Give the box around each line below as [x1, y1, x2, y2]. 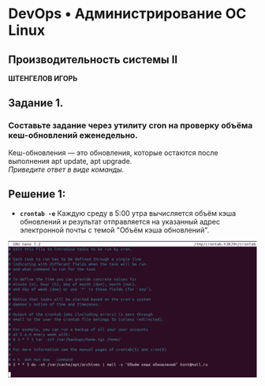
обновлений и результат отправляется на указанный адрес [19, 217, 221, 226]
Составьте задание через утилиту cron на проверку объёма [8, 120, 253, 131]
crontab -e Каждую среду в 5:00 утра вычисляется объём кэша [19, 208, 237, 217]
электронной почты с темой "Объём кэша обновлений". [19, 225, 210, 235]
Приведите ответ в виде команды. [8, 165, 125, 174]
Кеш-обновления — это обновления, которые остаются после [8, 147, 218, 158]
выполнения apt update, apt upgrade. [8, 156, 132, 165]
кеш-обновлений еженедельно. [8, 130, 138, 141]
